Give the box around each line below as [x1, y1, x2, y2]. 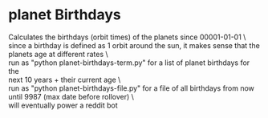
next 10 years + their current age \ [8, 75, 121, 84]
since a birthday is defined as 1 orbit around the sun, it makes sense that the [8, 40, 261, 50]
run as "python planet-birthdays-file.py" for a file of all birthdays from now [8, 83, 255, 93]
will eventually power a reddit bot [8, 100, 118, 110]
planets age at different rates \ [8, 49, 108, 59]
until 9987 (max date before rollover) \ [8, 92, 135, 101]
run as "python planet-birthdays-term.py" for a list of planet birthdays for [8, 58, 250, 67]
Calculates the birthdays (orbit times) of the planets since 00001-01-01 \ [8, 32, 246, 42]
